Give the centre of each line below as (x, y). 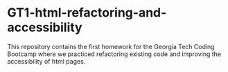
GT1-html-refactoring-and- (87, 13)
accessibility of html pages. (46, 61)
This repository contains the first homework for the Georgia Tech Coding (111, 46)
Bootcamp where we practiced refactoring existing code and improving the (114, 54)
